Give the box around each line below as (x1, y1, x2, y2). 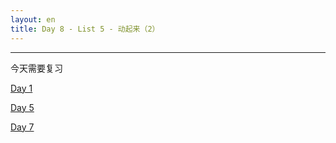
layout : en (10, 14, 56, 25)
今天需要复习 (10, 62, 63, 74)
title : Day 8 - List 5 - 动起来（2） (10, 24, 160, 34)
